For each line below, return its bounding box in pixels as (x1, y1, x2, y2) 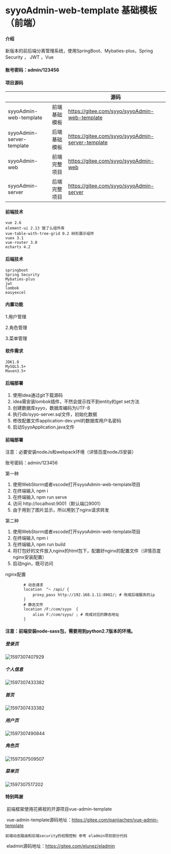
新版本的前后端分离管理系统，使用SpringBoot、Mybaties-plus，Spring (5, 48, 153, 54)
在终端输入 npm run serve (12, 494, 67, 500)
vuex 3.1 (5, 236, 24, 241)
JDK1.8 (5, 360, 19, 365)
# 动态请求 (23, 583, 44, 588)
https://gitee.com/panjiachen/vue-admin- (71, 817, 159, 823)
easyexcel (5, 290, 26, 295)
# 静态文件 (23, 602, 44, 608)
